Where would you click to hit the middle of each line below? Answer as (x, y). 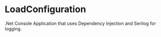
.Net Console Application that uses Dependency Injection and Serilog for (80, 23)
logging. (13, 28)
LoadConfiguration (46, 9)
